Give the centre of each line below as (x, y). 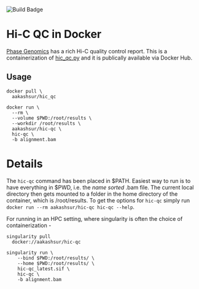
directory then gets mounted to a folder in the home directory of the (92, 194)
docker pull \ (25, 91)
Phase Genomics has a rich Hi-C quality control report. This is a (87, 51)
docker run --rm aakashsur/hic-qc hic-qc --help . (71, 207)
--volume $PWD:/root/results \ (52, 118)
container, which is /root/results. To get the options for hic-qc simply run (98, 200)
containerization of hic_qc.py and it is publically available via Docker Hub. (99, 58)
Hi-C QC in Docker (54, 34)
